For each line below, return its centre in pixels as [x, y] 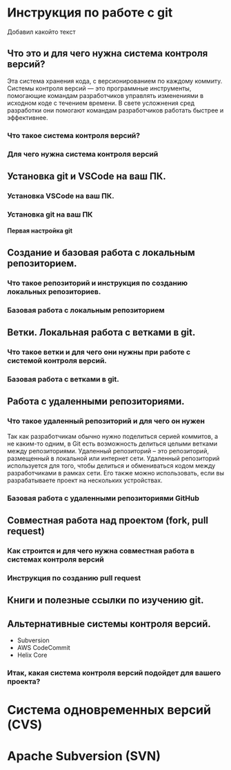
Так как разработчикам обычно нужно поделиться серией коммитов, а [113, 436]
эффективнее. [28, 117]
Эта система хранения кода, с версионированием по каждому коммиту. [115, 81]
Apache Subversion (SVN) [84, 756]
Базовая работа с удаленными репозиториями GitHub [103, 498]
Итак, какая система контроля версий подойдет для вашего [114, 673]
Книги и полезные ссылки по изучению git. [106, 601]
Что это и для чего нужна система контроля [108, 53]
